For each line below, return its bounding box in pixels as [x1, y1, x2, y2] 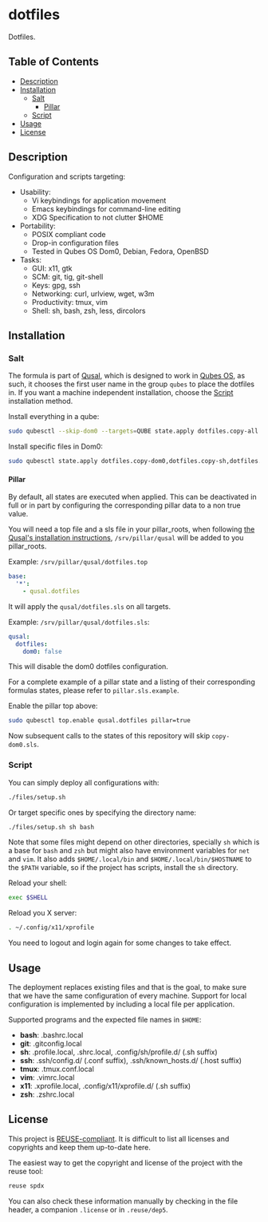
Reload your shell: [8, 878, 68, 888]
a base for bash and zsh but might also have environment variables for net [8, 846, 250, 856]
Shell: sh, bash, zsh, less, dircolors [31, 306, 146, 315]
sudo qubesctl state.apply [8, 457, 98, 465]
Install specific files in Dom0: [8, 441, 104, 452]
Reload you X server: [8, 908, 77, 918]
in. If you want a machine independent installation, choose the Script [8, 388, 234, 397]
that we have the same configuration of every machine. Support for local [8, 991, 247, 1000]
